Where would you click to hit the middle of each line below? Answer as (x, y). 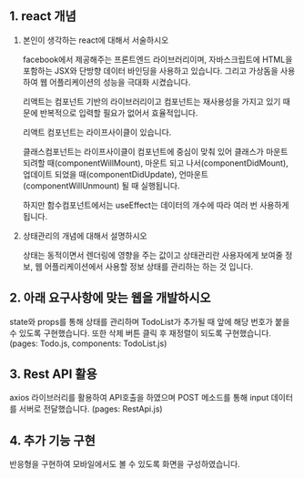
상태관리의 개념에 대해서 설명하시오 (85, 236)
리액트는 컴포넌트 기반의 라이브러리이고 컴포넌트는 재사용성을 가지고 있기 (152, 101)
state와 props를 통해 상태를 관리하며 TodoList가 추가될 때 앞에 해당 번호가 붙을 (150, 321)
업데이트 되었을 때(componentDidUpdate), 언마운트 (116, 174)
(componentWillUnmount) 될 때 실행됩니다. (101, 186)
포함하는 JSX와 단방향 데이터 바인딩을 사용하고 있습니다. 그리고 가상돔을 (151, 70)
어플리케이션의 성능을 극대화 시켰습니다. (120, 82)
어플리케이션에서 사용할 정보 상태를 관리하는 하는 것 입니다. (148, 266)
